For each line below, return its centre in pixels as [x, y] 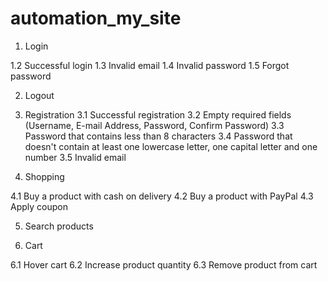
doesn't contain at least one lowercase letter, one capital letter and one [171, 146]
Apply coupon [39, 206]
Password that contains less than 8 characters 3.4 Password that [158, 136]
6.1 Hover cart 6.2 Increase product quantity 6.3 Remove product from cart [164, 264]
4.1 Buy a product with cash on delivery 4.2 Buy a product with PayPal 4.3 [162, 196]
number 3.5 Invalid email [75, 157]
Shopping [44, 176]
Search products [59, 226]
